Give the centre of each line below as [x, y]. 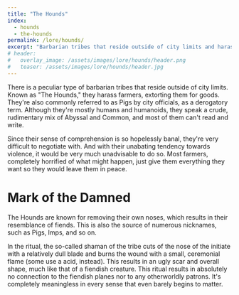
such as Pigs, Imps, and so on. [52, 232]
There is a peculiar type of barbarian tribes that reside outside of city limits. [118, 87]
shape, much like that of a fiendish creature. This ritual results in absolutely [117, 269]
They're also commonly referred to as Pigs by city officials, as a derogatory [118, 102]
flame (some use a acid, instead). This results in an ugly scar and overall [113, 261]
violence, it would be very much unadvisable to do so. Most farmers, [108, 154]
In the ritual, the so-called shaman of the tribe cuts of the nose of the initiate [119, 246]
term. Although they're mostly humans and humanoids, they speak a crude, [118, 109]
